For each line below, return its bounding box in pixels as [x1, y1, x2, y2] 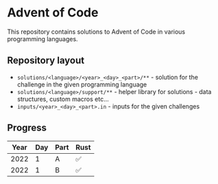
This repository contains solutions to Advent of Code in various [7, 27, 186, 36]
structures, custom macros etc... [16, 95, 110, 103]
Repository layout [7, 55, 84, 67]
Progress [7, 122, 47, 134]
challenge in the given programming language [16, 80, 147, 89]
